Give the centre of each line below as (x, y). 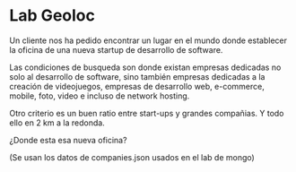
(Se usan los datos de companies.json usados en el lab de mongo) (132, 157)
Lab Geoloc (52, 16)
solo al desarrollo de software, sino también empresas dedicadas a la (137, 76)
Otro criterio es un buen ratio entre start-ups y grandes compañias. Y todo (147, 113)
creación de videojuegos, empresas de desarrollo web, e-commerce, (137, 86)
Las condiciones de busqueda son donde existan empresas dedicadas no (145, 67)
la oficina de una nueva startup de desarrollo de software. (116, 49)
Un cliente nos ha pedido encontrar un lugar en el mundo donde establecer (148, 40)
